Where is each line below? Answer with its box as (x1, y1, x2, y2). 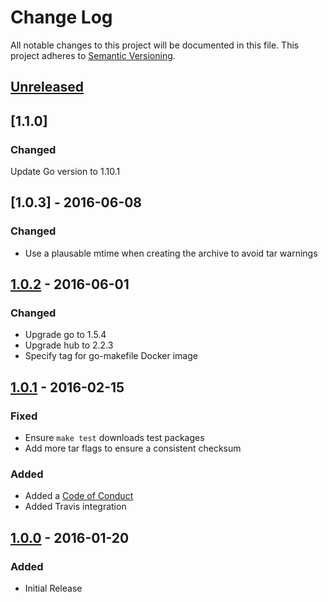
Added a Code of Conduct (24, 490, 134, 502)
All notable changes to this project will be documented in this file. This (10, 39, 300, 51)
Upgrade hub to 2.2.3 (24, 339, 114, 351)
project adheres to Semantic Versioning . (10, 49, 176, 61)
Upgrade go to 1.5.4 (24, 329, 107, 341)
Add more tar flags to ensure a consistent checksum (24, 442, 242, 455)
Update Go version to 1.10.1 (10, 166, 121, 178)
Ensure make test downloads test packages (24, 432, 205, 444)
